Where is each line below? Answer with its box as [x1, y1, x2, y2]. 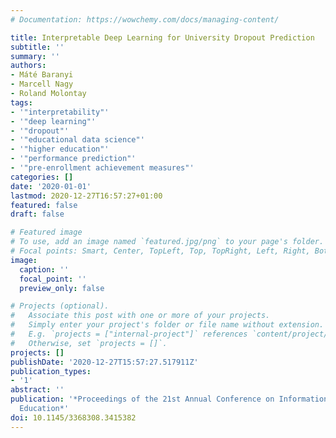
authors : [10, 61, 47, 71]
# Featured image [10, 227, 83, 238]
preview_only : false [19, 283, 105, 293]
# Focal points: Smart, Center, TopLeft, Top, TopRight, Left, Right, [10, 246, 311, 256]
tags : [10, 97, 33, 108]
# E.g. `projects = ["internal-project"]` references [10, 329, 248, 339]
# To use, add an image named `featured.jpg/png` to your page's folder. [10, 237, 325, 247]
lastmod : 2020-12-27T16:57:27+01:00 [10, 191, 163, 201]
